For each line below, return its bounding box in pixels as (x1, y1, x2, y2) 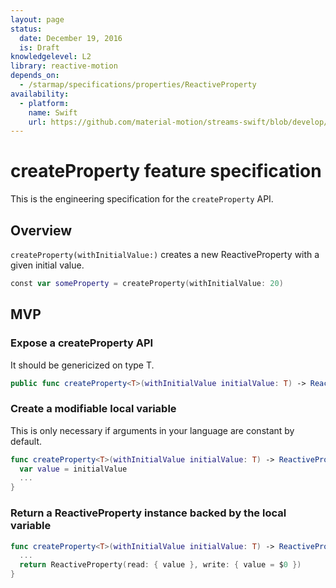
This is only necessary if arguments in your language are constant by (10, 424, 295, 436)
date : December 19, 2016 (19, 33, 123, 43)
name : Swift (28, 107, 78, 118)
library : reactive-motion (10, 61, 118, 71)
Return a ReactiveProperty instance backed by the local (10, 506, 287, 520)
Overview (10, 222, 73, 239)
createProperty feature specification (10, 160, 322, 183)
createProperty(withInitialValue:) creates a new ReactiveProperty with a (10, 249, 320, 260)
